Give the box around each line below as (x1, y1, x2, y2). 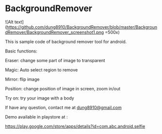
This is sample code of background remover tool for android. (5, 38, 127, 44)
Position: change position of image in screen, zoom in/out (5, 85, 121, 91)
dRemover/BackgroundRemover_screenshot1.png (5, 29, 104, 35)
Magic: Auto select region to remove (5, 67, 78, 73)
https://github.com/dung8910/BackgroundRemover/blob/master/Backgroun (6, 24, 158, 30)
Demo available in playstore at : (5, 114, 68, 119)
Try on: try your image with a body (5, 95, 74, 101)
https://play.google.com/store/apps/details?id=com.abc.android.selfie (5, 123, 145, 129)
